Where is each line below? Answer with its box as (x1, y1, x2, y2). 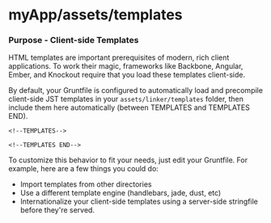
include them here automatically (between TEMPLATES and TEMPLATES (8, 103, 251, 112)
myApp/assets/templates (8, 6, 184, 24)
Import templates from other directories (19, 179, 152, 189)
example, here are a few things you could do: (8, 164, 159, 174)
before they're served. (19, 205, 95, 215)
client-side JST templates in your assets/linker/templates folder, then (8, 95, 244, 104)
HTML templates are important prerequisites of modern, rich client (8, 53, 230, 62)
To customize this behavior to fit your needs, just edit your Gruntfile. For (8, 155, 248, 165)
